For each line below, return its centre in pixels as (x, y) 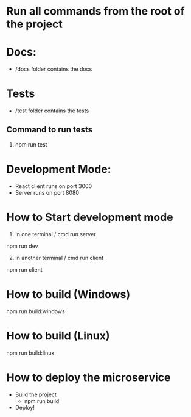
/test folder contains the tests (52, 111)
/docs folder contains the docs (54, 69)
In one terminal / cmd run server (55, 234)
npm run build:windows (36, 311)
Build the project (36, 394)
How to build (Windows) (68, 294)
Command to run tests (50, 130)
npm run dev (22, 246)
